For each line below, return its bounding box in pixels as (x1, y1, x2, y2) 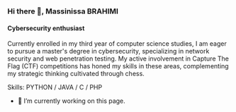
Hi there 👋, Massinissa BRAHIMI (7, 6, 119, 16)
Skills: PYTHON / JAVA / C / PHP (7, 83, 103, 92)
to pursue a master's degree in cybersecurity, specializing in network (7, 47, 210, 56)
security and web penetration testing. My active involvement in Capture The (7, 54, 229, 63)
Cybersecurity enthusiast (7, 24, 85, 32)
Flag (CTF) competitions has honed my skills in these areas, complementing (7, 62, 229, 70)
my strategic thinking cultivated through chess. (7, 70, 145, 78)
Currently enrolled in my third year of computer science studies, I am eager (7, 39, 227, 48)
